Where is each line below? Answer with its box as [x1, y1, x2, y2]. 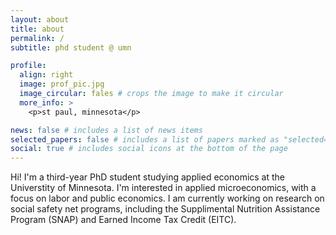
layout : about [10, 14, 70, 25]
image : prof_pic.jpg [19, 79, 105, 90]
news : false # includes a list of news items [10, 125, 203, 135]
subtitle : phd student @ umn [10, 42, 132, 53]
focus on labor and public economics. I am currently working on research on [10, 192, 325, 205]
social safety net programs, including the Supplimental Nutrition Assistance [10, 203, 321, 215]
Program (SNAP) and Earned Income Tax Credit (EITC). [10, 214, 237, 226]
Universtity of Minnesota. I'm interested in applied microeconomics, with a [10, 182, 317, 194]
